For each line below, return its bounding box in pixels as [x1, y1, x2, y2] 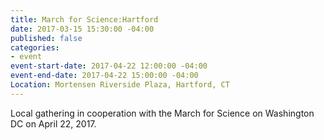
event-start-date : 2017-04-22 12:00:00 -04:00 [10, 61, 208, 71]
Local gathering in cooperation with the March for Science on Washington [10, 107, 315, 119]
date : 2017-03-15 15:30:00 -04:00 [10, 24, 155, 34]
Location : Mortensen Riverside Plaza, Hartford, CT [10, 80, 230, 90]
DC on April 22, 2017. [10, 117, 97, 130]
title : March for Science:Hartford [10, 14, 159, 25]
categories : [10, 42, 60, 53]
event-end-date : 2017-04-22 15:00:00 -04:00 [10, 71, 199, 81]
